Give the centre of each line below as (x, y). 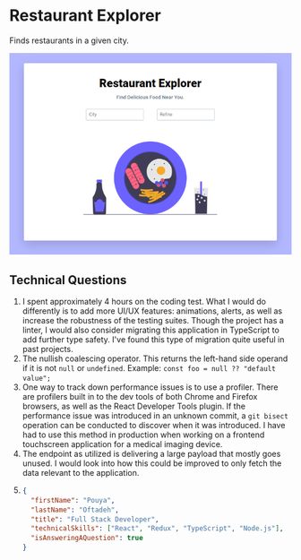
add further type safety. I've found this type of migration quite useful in (153, 339)
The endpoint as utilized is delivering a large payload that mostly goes (151, 453)
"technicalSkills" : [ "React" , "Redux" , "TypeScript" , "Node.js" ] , (157, 529)
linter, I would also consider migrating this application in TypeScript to (150, 330)
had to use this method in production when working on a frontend (143, 435)
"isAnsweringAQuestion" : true (87, 538)
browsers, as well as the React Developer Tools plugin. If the (134, 406)
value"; (36, 378)
